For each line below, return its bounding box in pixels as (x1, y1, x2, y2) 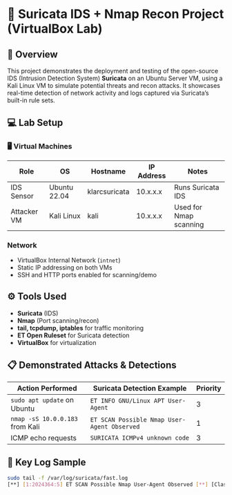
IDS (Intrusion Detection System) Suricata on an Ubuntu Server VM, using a (7, 74, 223, 82)
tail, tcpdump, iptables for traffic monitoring (17, 324, 144, 332)
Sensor (10, 191, 35, 200)
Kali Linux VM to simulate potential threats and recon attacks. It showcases (7, 82, 221, 89)
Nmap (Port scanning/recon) (17, 316, 99, 324)
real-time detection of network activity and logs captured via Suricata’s (7, 89, 209, 97)
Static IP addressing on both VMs (17, 263, 113, 272)
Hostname (90, 166, 126, 176)
